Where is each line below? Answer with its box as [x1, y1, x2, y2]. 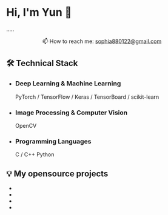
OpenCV [15, 122, 37, 129]
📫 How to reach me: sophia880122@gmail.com [42, 38, 162, 45]
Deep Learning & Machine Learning [15, 79, 121, 88]
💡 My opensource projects [6, 168, 109, 179]
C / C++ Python [15, 151, 55, 158]
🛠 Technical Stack [6, 58, 78, 68]
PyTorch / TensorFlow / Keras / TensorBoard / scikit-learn [15, 93, 160, 101]
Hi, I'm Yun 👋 [6, 5, 72, 19]
